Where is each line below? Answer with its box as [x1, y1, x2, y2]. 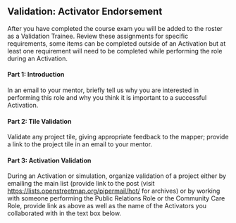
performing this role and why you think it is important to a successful [7, 94, 207, 102]
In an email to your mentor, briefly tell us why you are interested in [7, 86, 199, 94]
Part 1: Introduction [7, 70, 65, 79]
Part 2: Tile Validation [7, 117, 72, 125]
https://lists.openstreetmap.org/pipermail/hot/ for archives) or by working [7, 186, 221, 196]
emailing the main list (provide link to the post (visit [7, 179, 155, 188]
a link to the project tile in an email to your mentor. [7, 140, 153, 148]
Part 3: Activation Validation [7, 156, 92, 165]
